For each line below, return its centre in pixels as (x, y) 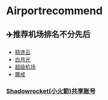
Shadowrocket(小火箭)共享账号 (51, 91)
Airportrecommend (55, 11)
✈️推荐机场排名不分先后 (48, 34)
